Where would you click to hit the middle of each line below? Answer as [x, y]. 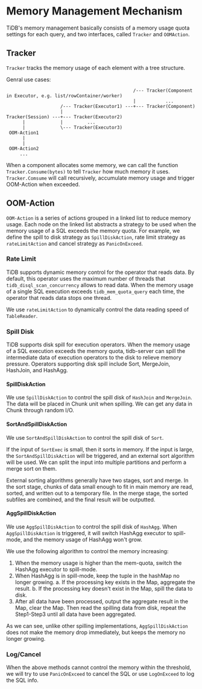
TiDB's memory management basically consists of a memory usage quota [98, 28]
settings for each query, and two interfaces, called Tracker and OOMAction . [98, 34]
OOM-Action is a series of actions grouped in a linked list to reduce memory [99, 218]
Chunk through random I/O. [40, 410]
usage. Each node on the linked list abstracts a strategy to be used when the [101, 224]
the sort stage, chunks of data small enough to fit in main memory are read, [100, 486]
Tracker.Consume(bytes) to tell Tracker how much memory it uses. [88, 171]
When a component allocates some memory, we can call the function [92, 165]
